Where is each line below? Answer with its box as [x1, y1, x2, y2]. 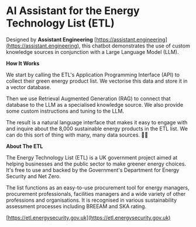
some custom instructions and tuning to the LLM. [6, 107, 125, 114]
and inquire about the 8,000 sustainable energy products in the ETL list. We [6, 125, 188, 132]
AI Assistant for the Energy [6, 4, 140, 18]
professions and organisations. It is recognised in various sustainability [6, 196, 177, 204]
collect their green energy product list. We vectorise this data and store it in [6, 77, 188, 84]
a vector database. [6, 83, 51, 90]
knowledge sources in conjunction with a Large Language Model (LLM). [6, 48, 179, 55]
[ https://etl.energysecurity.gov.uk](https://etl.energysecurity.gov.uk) [6, 214, 171, 221]
